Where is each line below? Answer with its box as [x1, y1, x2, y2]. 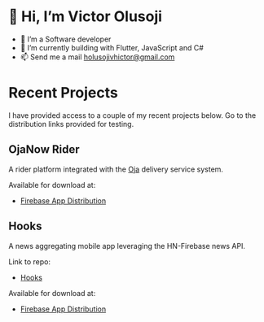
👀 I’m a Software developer [20, 34, 112, 44]
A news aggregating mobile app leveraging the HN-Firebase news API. [8, 241, 246, 250]
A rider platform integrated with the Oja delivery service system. [8, 164, 224, 174]
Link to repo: [8, 256, 51, 267]
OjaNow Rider [8, 142, 80, 157]
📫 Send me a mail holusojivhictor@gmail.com [20, 52, 175, 62]
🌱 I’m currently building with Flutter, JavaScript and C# [20, 42, 204, 52]
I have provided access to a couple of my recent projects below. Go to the [8, 110, 257, 120]
